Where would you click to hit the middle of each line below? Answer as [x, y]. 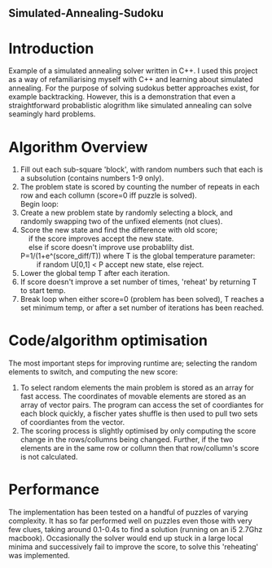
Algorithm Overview [78, 147]
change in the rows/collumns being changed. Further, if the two [127, 439]
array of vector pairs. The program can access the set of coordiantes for [142, 405]
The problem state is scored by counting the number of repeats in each [140, 187]
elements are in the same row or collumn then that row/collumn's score [139, 448]
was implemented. [39, 556]
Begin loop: [39, 204]
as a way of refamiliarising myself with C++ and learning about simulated [131, 80]
